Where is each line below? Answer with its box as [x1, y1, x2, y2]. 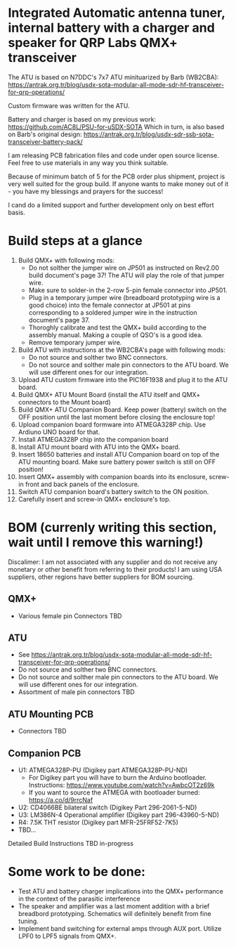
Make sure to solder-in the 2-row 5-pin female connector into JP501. [28, 286, 228, 294]
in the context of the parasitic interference [18, 894, 140, 903]
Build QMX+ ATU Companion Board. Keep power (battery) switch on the [18, 405, 227, 414]
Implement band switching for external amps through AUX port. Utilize [18, 925, 222, 932]
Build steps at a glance [8, 233, 143, 249]
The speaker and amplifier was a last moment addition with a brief [18, 902, 210, 910]
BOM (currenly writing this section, [8, 520, 217, 535]
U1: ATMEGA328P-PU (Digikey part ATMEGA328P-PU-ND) [18, 766, 188, 774]
